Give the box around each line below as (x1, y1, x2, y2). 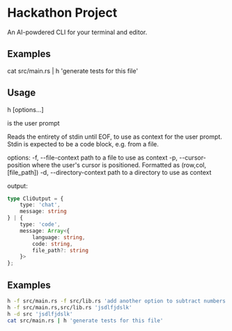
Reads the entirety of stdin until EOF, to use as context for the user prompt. (7, 132, 223, 141)
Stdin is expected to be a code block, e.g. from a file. (7, 139, 159, 148)
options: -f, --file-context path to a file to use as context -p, (7, 153, 178, 162)
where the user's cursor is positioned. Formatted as (31, 160, 180, 169)
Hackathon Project (7, 5, 118, 21)
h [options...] (7, 105, 44, 114)
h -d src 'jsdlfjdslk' (7, 310, 73, 318)
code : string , (32, 240, 73, 247)
